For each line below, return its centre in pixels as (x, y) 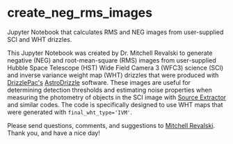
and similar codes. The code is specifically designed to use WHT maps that (115, 104)
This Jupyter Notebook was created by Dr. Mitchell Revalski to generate (110, 53)
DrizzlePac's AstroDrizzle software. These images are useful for (99, 82)
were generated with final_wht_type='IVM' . (70, 112)
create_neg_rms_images (80, 13)
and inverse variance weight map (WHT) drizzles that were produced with (113, 75)
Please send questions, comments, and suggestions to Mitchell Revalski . (111, 125)
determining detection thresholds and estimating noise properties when (110, 90)
